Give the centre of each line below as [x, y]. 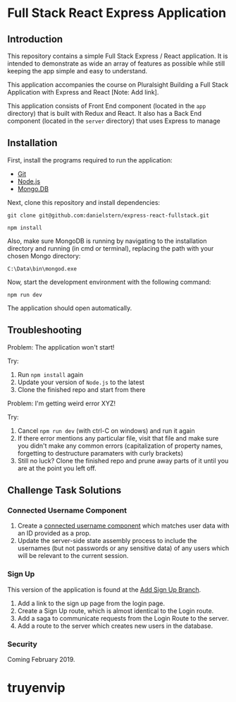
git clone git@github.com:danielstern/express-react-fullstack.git [108, 215]
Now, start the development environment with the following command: [109, 282]
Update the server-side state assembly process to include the [107, 541]
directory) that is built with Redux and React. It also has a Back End [105, 113]
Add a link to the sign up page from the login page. [91, 603]
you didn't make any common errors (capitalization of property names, [120, 446]
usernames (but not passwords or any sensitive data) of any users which [123, 548]
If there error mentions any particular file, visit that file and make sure [118, 438]
